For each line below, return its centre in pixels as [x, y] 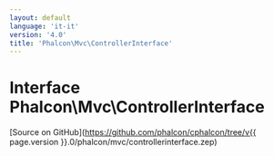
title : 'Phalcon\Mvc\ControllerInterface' [91, 43]
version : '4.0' [38, 34]
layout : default [40, 18]
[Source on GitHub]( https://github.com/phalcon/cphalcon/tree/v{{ [133, 132]
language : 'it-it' [44, 26]
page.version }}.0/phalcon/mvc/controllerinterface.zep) [113, 142]
